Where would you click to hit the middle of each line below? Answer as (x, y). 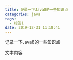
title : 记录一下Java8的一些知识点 (36, 10)
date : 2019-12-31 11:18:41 (33, 28)
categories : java (23, 14)
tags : (11, 19)
